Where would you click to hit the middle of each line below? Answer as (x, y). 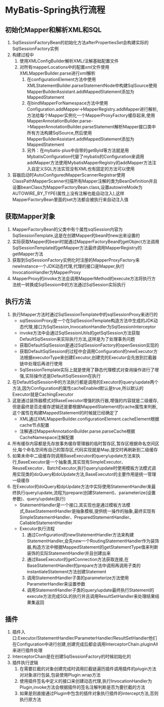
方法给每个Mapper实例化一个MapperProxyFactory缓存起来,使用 (91, 115)
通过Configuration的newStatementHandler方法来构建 (80, 534)
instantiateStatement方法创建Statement (67, 571)
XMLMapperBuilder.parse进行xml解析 (58, 73)
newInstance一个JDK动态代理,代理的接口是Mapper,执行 (68, 266)
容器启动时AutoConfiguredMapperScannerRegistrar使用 (69, 175)
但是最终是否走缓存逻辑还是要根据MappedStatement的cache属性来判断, (85, 407)
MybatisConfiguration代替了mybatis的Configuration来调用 (85, 156)
